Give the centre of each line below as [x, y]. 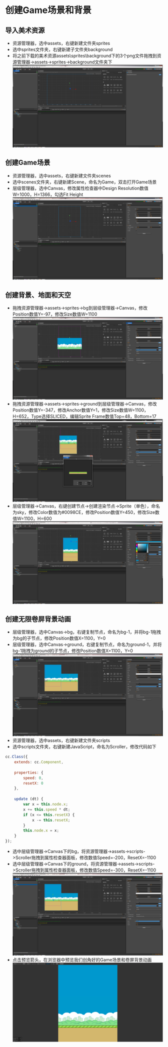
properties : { [29, 772]
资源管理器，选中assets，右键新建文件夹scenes [61, 175]
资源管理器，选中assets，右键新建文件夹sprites [61, 43]
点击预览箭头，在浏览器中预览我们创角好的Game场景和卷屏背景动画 [82, 959]
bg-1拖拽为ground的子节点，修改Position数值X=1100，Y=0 [73, 651]
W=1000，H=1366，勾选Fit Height [48, 194]
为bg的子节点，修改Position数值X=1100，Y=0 [59, 638]
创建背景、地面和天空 [38, 295]
